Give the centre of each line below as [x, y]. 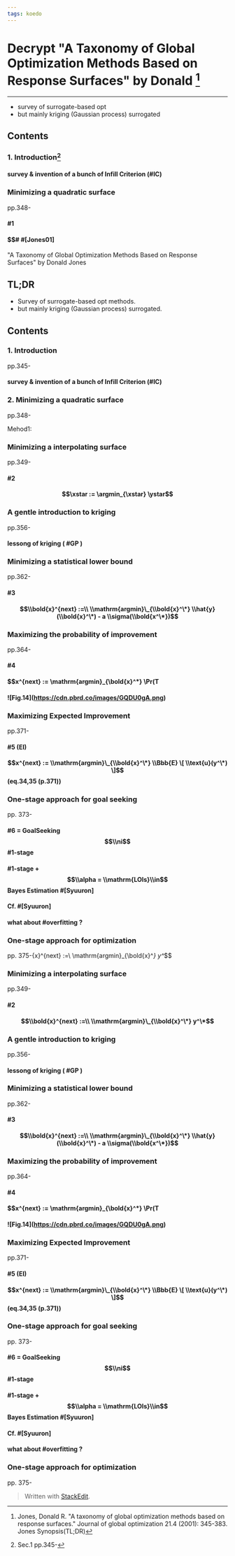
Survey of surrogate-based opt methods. [77, 301]
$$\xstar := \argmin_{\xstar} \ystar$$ [117, 494]
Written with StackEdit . [57, 1496]
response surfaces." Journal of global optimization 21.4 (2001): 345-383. [122, 1523]
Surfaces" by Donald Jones [47, 262]
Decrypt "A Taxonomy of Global [101, 48]
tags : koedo [24, 14]
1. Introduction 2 [34, 157]
